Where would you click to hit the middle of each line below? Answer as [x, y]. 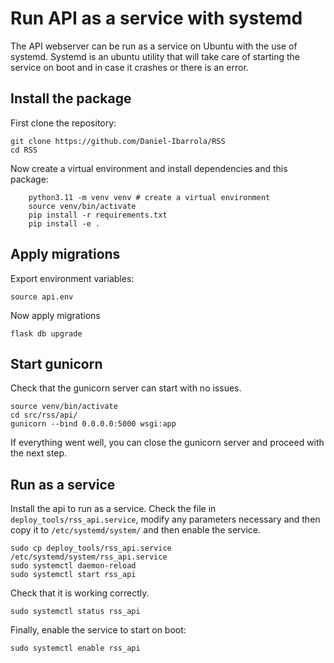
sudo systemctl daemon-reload [73, 566]
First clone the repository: [63, 123]
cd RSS [24, 150]
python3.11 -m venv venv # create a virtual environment [149, 197]
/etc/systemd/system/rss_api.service [89, 557]
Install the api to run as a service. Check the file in [113, 509]
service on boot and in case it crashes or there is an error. [129, 67]
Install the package [71, 98]
